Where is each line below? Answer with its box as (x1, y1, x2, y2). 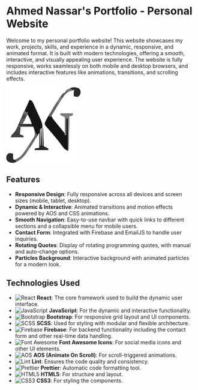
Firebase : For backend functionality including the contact (44, 326, 186, 333)
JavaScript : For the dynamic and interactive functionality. (49, 307, 191, 314)
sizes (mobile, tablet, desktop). (14, 197, 92, 204)
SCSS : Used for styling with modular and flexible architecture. (36, 319, 190, 326)
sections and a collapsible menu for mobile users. (14, 222, 138, 229)
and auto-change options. (14, 248, 79, 255)
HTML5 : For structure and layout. (41, 370, 123, 377)
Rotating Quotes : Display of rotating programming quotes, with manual (14, 241, 191, 248)
